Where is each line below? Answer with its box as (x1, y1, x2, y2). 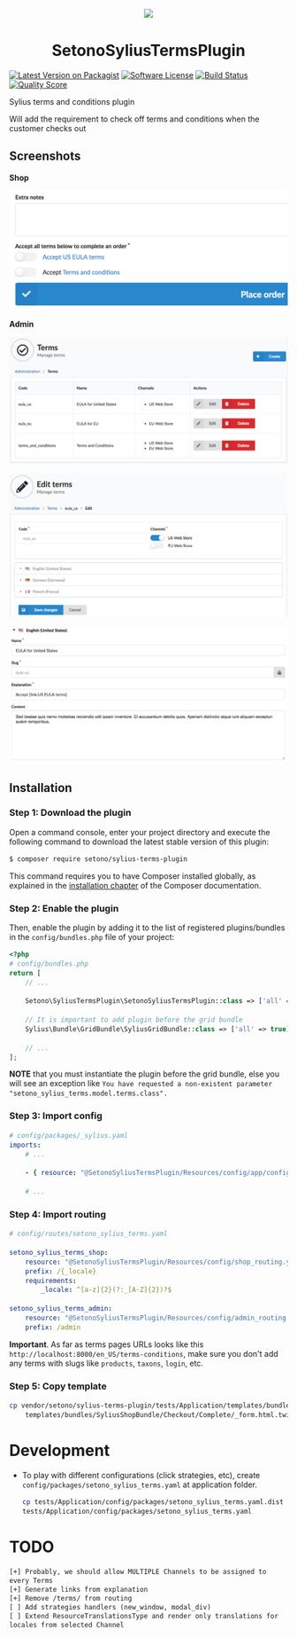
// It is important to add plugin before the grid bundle (25, 1015, 243, 1024)
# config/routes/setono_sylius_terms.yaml (9, 1229, 168, 1239)
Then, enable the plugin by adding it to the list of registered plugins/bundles (9, 922, 286, 933)
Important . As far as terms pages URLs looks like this (9, 1339, 204, 1350)
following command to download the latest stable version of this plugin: (9, 836, 270, 847)
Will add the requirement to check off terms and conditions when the (9, 114, 260, 124)
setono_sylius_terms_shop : (9, 1248, 109, 1257)
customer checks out (9, 122, 87, 133)
